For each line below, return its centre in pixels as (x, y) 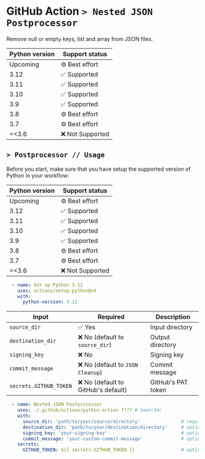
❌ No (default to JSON (108, 365)
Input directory (171, 327)
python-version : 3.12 (50, 302)
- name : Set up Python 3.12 (48, 285)
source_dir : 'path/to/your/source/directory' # (103, 421)
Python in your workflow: (38, 175)
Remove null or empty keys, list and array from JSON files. (80, 39)
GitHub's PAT (169, 382)
